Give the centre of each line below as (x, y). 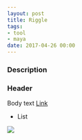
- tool (17, 33)
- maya (17, 39)
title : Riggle (28, 20)
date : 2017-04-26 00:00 (41, 46)
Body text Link (28, 103)
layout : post (26, 13)
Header (20, 88)
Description (27, 70)
